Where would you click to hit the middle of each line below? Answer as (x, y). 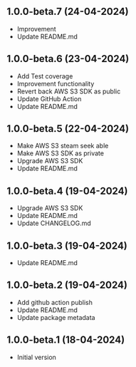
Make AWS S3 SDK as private (61, 153)
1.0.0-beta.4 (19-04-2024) (67, 191)
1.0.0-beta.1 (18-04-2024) (66, 340)
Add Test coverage (45, 76)
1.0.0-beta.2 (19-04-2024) (67, 285)
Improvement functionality (56, 83)
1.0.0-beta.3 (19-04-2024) (67, 245)
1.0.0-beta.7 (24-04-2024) (68, 12)
